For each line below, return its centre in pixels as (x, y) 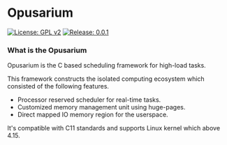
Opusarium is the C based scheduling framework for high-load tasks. (107, 66)
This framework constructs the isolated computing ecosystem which (106, 79)
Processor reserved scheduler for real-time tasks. (89, 100)
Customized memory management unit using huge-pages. (101, 107)
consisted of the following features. (58, 86)
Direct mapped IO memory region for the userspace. (93, 115)
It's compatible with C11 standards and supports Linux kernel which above (114, 128)
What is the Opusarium (47, 50)
